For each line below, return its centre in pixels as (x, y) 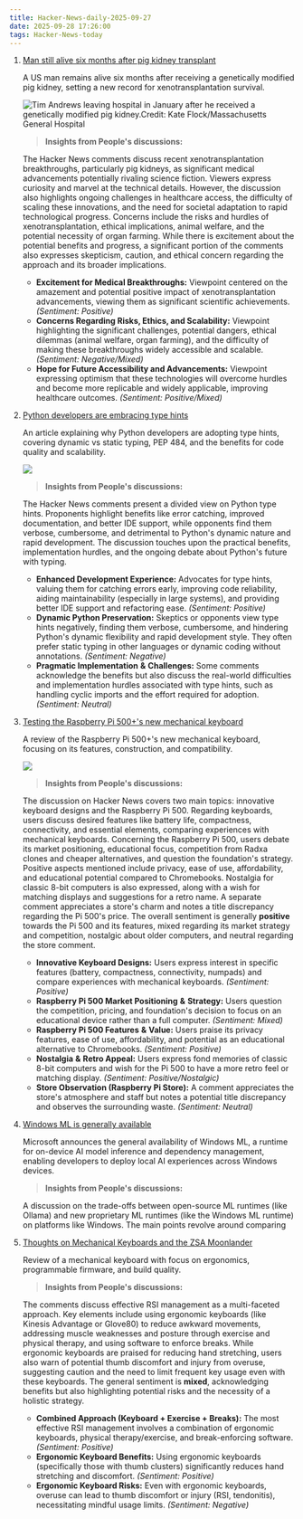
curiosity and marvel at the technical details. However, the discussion (151, 188)
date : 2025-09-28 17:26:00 (60, 26)
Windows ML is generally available (87, 1125)
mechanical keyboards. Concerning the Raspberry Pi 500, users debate (156, 840)
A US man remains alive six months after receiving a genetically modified (158, 78)
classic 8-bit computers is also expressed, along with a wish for (141, 888)
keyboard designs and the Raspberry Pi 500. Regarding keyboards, (147, 811)
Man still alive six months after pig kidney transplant (119, 61)
